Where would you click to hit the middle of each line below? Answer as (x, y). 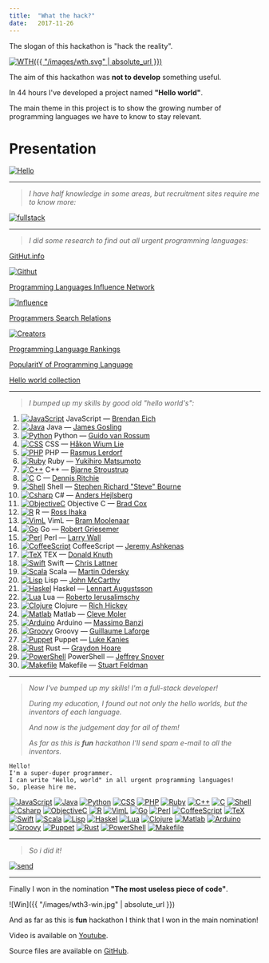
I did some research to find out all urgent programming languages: (138, 241)
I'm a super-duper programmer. (61, 773)
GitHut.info (27, 256)
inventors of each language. (75, 712)
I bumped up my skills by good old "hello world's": (111, 403)
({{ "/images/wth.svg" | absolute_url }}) (98, 62)
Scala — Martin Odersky (89, 572)
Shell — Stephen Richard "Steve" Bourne (114, 487)
